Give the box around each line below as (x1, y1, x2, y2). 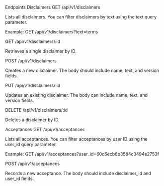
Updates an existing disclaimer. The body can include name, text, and (5, 92, 148, 98)
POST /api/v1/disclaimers (5, 58, 57, 64)
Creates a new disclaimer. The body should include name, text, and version (5, 67, 159, 73)
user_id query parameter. (5, 142, 57, 147)
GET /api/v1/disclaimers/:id (5, 38, 61, 44)
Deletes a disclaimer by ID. (5, 117, 60, 123)
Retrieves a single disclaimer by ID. (5, 48, 77, 54)
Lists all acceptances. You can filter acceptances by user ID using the (5, 136, 148, 142)
